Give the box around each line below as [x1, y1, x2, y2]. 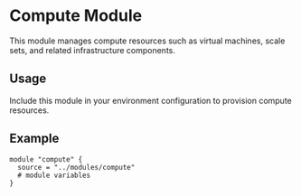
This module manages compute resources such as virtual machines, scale [9, 35, 286, 46]
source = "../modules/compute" [17, 163, 136, 172]
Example [9, 131, 60, 146]
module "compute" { [9, 154, 83, 163]
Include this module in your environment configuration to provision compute [9, 95, 292, 106]
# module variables [17, 171, 91, 180]
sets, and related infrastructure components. [9, 44, 176, 55]
